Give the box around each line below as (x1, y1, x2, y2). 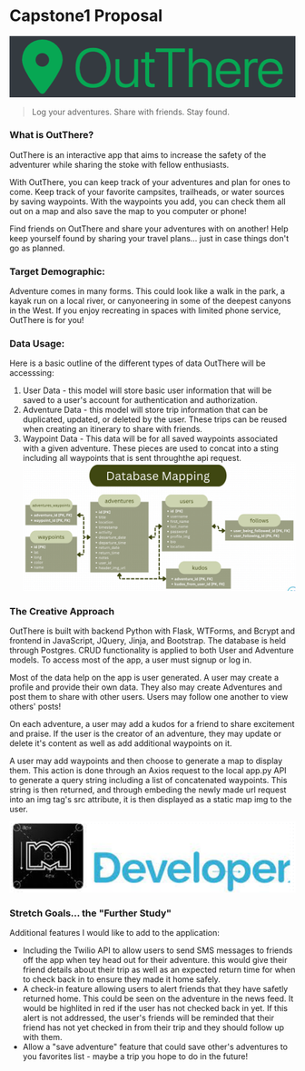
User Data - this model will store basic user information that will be (22, 385, 272, 396)
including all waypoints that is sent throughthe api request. (22, 453, 242, 464)
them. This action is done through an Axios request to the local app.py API (9, 765, 288, 776)
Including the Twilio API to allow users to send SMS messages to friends (22, 945, 293, 956)
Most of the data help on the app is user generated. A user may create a (9, 673, 280, 683)
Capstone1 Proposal (9, 5, 163, 26)
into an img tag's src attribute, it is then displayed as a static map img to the (9, 794, 292, 805)
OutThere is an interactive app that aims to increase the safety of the (9, 149, 267, 160)
